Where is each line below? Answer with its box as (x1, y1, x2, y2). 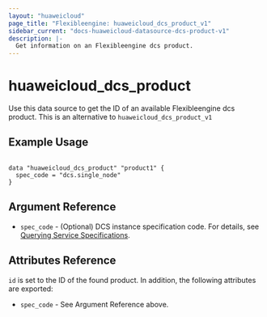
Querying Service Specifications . (19, 230, 131, 239)
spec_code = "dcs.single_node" (15, 171, 121, 179)
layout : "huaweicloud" (8, 11, 85, 20)
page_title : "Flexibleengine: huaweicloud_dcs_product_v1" (8, 19, 212, 27)
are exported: (8, 284, 54, 294)
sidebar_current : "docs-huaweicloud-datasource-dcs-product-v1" (8, 27, 230, 35)
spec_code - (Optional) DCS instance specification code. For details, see (19, 222, 260, 231)
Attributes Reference (8, 254, 117, 268)
